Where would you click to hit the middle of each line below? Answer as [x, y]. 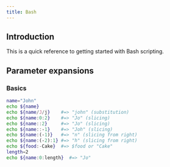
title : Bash [21, 12]
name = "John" [21, 101]
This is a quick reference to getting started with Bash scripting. [85, 51]
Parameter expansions [50, 71]
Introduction [30, 37]
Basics [16, 88]
